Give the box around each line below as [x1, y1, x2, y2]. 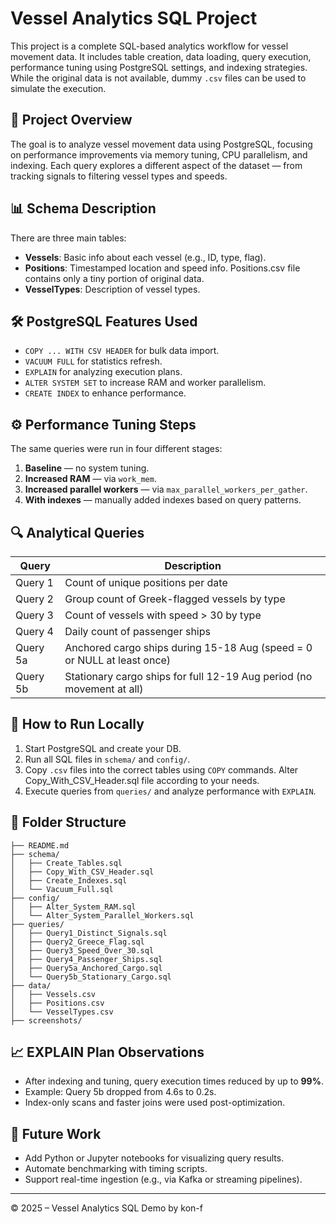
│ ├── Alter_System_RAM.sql [10, 902, 137, 912]
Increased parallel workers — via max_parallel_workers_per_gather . [24, 483, 308, 496]
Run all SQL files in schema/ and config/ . [24, 753, 191, 765]
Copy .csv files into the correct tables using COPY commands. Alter [24, 763, 299, 776]
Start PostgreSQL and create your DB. [24, 742, 182, 754]
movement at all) [64, 682, 144, 696]
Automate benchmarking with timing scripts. [24, 1163, 208, 1175]
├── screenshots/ [10, 1015, 83, 1026]
